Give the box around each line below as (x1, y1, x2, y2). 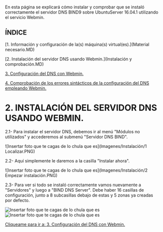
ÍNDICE (5, 29, 27, 37)
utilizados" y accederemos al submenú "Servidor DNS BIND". (5, 134, 128, 140)
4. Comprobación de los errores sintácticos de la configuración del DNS (5, 80, 149, 86)
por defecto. (5, 197, 30, 203)
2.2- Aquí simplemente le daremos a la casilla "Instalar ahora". (5, 158, 130, 163)
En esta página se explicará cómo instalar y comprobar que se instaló (5, 4, 145, 10)
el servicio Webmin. (5, 15, 45, 20)
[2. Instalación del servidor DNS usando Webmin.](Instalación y (5, 56, 132, 62)
